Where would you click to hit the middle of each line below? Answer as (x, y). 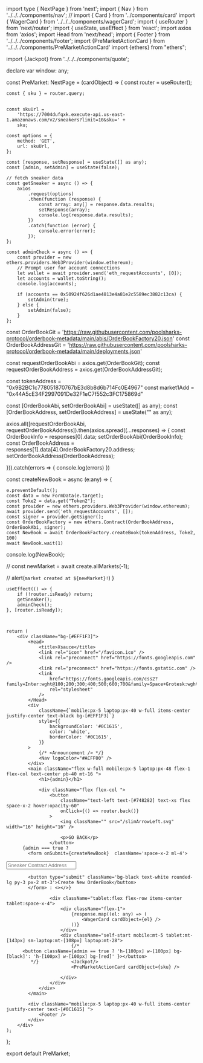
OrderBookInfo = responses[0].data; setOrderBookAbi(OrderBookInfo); (95, 437)
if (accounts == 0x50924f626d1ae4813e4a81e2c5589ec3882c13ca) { (100, 294)
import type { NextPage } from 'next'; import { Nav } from (77, 9)
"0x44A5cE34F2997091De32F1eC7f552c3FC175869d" (75, 394)
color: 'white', (70, 732)
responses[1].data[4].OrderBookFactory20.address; (71, 449)
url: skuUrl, (34, 146)
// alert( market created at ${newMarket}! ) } (60, 578)
